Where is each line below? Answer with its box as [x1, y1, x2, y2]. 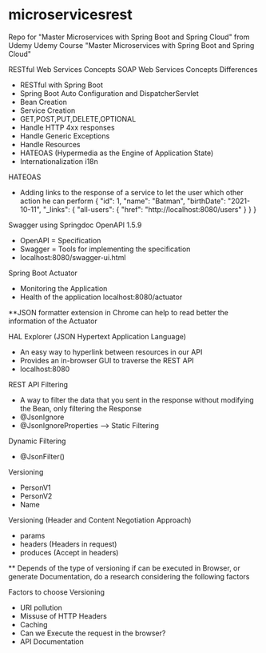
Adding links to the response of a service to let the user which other [19, 187, 244, 197]
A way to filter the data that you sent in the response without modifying [19, 395, 254, 405]
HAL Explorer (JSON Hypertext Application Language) [8, 331, 186, 341]
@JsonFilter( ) [19, 451, 66, 461]
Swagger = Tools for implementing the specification [19, 244, 191, 254]
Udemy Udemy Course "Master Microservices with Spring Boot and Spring [8, 40, 255, 50]
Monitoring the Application [19, 283, 108, 293]
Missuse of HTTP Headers [19, 611, 108, 621]
